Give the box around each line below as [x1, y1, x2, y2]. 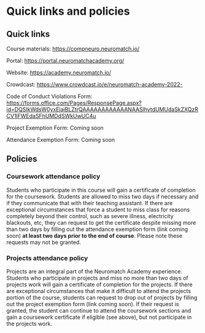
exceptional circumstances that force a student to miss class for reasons [6, 206, 190, 213]
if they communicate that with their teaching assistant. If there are [6, 199, 173, 206]
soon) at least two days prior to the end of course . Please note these [6, 232, 183, 239]
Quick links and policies [6, 4, 130, 18]
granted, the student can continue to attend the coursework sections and [6, 307, 191, 314]
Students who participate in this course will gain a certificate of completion [6, 186, 196, 194]
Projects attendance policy [6, 254, 88, 262]
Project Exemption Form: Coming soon [6, 124, 104, 131]
